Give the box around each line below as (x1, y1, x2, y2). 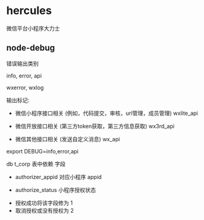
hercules (6, 4, 52, 18)
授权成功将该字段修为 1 (15, 199, 73, 207)
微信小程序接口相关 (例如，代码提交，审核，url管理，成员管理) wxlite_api (15, 109, 199, 117)
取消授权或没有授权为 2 (15, 207, 75, 214)
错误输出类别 (6, 59, 38, 67)
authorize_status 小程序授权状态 (15, 186, 97, 193)
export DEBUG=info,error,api (6, 147, 79, 155)
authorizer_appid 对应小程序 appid (15, 173, 102, 180)
